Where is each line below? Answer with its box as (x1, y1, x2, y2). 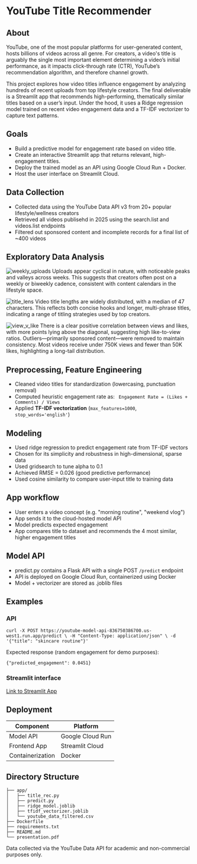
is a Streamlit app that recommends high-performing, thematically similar (6, 93, 185, 100)
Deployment (6, 705, 53, 715)
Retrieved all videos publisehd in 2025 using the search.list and (14, 216, 169, 223)
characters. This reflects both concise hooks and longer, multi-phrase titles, (6, 304, 191, 311)
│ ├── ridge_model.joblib (6, 803, 76, 809)
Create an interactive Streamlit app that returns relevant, (14, 151, 152, 158)
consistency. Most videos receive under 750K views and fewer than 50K (6, 341, 182, 348)
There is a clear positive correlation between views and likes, (40, 322, 189, 329)
